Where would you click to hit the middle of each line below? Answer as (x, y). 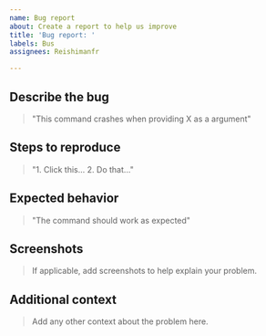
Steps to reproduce (65, 147)
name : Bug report (42, 18)
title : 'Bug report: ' (52, 35)
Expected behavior (64, 199)
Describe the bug (59, 97)
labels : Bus (32, 43)
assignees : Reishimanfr (55, 52)
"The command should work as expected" (111, 220)
